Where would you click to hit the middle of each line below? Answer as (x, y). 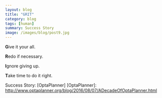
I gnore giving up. (22, 66)
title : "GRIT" (20, 14)
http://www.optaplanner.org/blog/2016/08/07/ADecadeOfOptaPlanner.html (81, 90)
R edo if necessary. (24, 56)
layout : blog (19, 10)
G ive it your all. (20, 47)
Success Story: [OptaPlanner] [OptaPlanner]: (51, 85)
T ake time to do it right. (29, 75)
